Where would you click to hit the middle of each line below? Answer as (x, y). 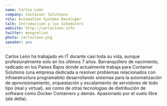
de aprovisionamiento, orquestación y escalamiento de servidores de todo (82, 83)
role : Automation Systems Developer (43, 19)
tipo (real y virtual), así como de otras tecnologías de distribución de (75, 88)
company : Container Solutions (37, 14)
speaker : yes (19, 42)
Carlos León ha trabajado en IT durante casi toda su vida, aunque (72, 56)
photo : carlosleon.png (29, 38)
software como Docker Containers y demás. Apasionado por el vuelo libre (81, 93)
